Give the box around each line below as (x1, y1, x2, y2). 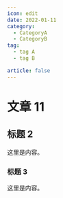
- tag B (13, 55, 36, 62)
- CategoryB (13, 36, 48, 43)
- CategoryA (13, 29, 48, 36)
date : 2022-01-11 (7, 16, 57, 23)
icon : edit (7, 10, 38, 17)
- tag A (13, 49, 36, 56)
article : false (7, 67, 51, 74)
